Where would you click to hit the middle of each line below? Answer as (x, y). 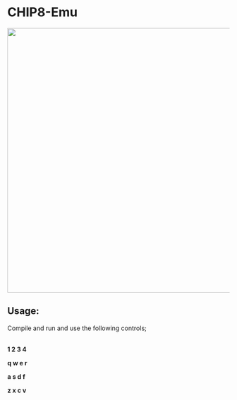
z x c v (17, 390)
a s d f (17, 376)
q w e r (17, 363)
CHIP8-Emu (42, 12)
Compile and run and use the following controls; (77, 328)
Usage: (24, 311)
